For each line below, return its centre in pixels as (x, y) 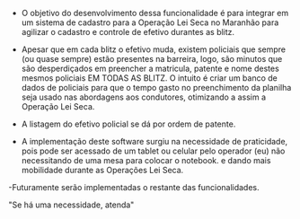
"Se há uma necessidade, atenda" (71, 205)
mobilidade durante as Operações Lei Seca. (102, 170)
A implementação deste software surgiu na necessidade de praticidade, (154, 141)
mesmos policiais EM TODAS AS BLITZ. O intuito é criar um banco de (149, 78)
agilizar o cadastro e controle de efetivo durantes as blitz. (128, 32)
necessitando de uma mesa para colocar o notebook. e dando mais (146, 160)
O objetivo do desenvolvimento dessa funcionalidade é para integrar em (155, 13)
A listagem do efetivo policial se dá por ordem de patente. (128, 124)
